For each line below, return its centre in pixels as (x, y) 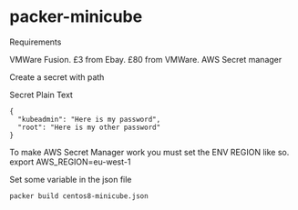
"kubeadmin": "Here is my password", (89, 119)
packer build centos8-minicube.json (79, 196)
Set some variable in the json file (71, 179)
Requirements (36, 42)
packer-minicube (76, 17)
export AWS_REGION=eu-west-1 (70, 162)
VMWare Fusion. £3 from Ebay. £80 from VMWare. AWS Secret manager (146, 59)
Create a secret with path (57, 77)
